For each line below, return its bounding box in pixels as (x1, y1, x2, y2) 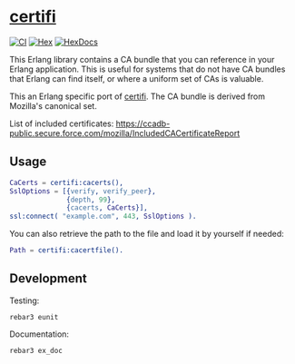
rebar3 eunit (9, 312, 59, 321)
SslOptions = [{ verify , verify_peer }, (9, 186, 156, 196)
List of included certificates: (9, 118, 114, 129)
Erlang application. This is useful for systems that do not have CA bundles (9, 64, 286, 74)
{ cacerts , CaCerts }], (66, 203, 148, 212)
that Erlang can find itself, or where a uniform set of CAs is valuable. (9, 73, 264, 84)
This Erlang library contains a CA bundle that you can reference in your (9, 54, 275, 64)
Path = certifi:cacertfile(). (9, 246, 124, 255)
